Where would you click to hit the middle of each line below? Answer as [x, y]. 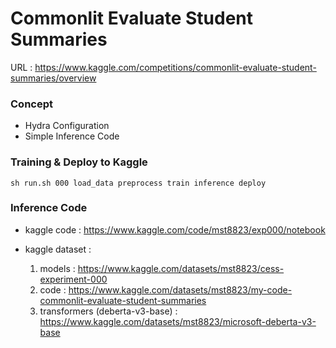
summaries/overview [53, 78]
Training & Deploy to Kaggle [79, 162]
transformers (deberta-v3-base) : [108, 311]
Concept [31, 104]
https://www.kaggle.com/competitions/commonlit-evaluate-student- [175, 67]
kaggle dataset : [58, 249]
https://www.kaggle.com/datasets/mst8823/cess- [181, 268]
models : [57, 268]
